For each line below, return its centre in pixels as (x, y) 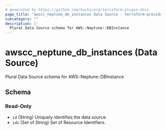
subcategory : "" (22, 19)
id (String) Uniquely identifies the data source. (60, 117)
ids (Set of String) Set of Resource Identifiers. (59, 122)
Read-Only (19, 106)
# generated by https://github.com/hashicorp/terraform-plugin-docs (77, 10)
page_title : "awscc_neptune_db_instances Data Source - (64, 14)
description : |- (22, 23)
